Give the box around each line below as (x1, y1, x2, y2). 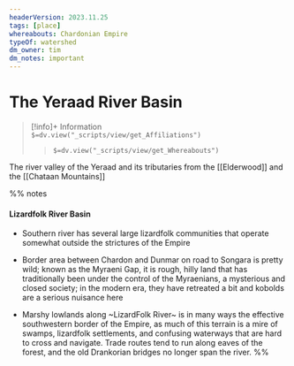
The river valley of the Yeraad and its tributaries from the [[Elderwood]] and (9, 161, 284, 172)
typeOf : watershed (9, 37, 77, 47)
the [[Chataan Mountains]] (9, 171, 106, 181)
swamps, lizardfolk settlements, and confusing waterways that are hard (21, 328, 283, 339)
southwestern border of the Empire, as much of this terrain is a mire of (21, 319, 278, 330)
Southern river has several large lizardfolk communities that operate (21, 228, 269, 239)
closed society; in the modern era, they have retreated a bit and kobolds (21, 283, 285, 294)
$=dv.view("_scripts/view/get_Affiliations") (30, 130, 201, 140)
